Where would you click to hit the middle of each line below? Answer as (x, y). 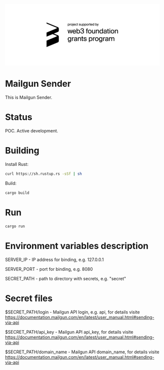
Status (19, 117)
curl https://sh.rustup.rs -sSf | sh (44, 174)
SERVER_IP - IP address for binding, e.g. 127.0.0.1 (55, 260)
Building (22, 151)
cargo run (15, 226)
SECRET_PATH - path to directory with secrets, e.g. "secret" (66, 278)
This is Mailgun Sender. (29, 98)
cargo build (17, 193)
